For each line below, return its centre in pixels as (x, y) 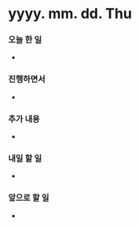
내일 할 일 (25, 158)
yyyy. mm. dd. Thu (70, 14)
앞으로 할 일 (29, 198)
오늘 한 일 (25, 40)
